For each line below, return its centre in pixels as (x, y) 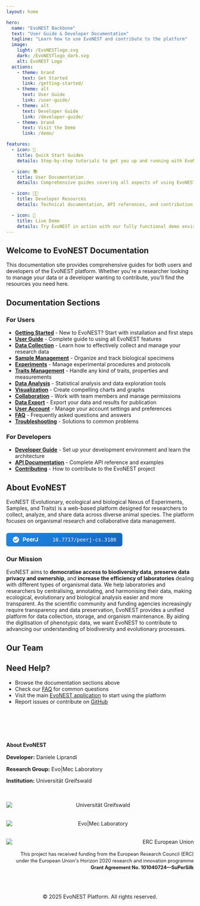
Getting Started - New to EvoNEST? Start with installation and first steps (104, 332)
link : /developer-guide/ (53, 117)
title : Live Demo (38, 221)
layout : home (22, 12)
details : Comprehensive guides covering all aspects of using (96, 183)
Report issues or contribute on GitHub (61, 701)
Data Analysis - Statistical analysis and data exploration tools (90, 383)
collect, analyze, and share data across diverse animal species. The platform (100, 514)
